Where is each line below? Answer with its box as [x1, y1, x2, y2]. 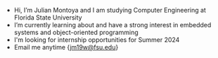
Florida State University [13, 13, 82, 22]
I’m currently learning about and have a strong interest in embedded [13, 21, 212, 29]
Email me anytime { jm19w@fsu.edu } [13, 43, 119, 51]
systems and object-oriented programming [13, 28, 139, 36]
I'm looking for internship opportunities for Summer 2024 [13, 36, 180, 44]
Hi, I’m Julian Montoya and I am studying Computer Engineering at [13, 6, 206, 14]
